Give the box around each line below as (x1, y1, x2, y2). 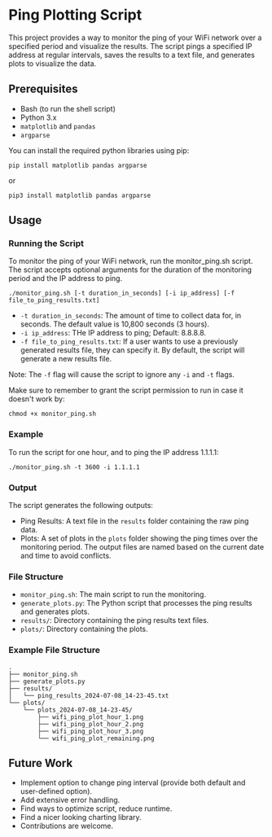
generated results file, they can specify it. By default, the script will (20, 345, 245, 355)
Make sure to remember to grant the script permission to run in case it (8, 385, 244, 396)
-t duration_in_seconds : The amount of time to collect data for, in (20, 311, 242, 321)
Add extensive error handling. (20, 795, 121, 805)
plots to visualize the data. (8, 59, 97, 68)
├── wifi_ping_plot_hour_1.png (37, 712, 144, 721)
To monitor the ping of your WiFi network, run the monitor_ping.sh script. (8, 256, 253, 266)
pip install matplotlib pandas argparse (8, 161, 148, 169)
